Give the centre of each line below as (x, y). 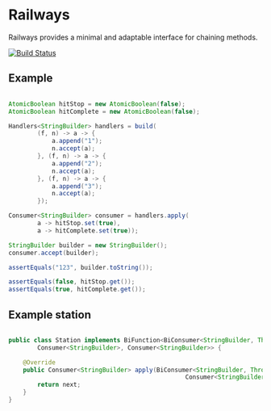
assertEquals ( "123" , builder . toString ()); (81, 267)
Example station (50, 315)
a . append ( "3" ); (77, 186)
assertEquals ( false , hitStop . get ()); (72, 282)
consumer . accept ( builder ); (54, 253)
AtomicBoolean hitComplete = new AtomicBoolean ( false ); (104, 111)
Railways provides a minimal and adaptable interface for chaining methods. (133, 37)
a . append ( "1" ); (77, 141)
